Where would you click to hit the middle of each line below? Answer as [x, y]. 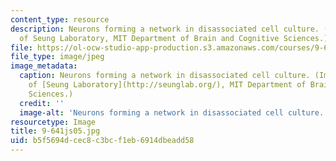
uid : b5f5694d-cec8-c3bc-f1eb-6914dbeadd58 [102, 141]
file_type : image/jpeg [57, 57]
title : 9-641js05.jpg [55, 131]
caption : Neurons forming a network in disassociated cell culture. [165, 76]
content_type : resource [60, 19]
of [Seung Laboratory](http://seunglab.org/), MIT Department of [167, 85]
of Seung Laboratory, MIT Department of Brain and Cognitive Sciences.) [174, 38]
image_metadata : [44, 66]
